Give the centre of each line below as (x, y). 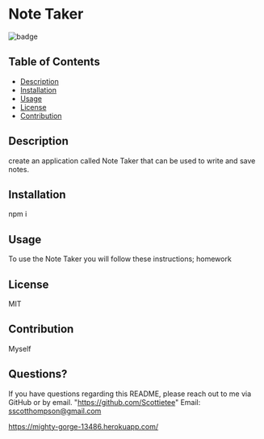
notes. (19, 169)
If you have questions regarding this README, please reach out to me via (130, 394)
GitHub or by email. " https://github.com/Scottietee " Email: (105, 402)
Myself (20, 348)
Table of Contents (54, 62)
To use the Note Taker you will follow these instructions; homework (120, 259)
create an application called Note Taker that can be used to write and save (132, 160)
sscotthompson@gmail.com (55, 411)
